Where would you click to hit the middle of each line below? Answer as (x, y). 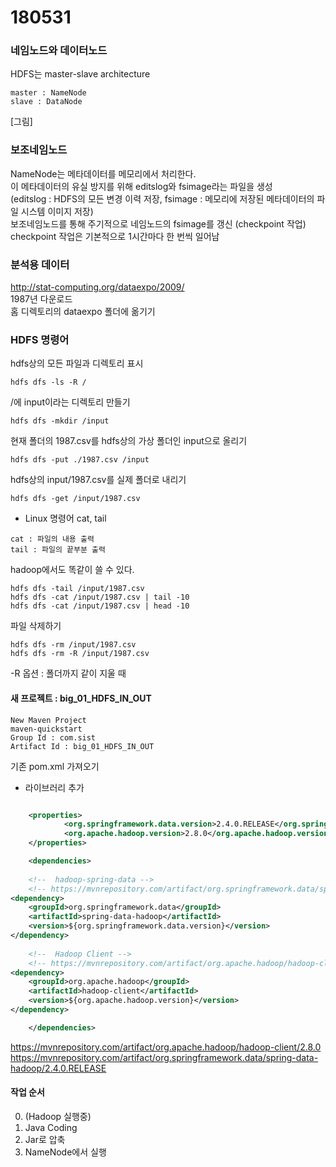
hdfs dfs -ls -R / (48, 382)
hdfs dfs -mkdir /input (60, 421)
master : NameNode (48, 93)
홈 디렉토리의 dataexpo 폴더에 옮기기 (83, 312)
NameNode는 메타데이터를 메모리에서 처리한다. (103, 173)
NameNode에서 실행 (65, 1152)
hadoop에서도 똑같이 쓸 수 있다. (72, 570)
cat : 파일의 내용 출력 (52, 539)
